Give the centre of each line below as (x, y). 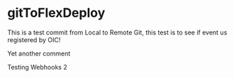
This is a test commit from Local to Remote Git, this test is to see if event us (117, 32)
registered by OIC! (34, 39)
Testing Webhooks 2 (37, 67)
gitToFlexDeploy (56, 13)
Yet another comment (39, 53)
